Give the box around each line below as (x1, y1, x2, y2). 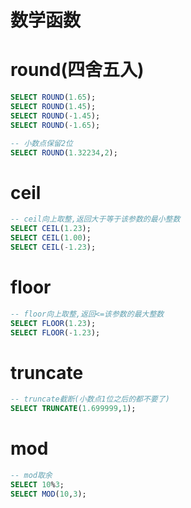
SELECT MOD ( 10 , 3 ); (10, 489, 87, 499)
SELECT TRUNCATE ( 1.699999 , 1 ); (10, 404, 137, 414)
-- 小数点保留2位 (10, 138, 73, 148)
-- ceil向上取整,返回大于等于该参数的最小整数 (10, 214, 181, 225)
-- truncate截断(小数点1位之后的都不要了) (10, 394, 170, 405)
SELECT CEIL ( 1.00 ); (10, 233, 92, 243)
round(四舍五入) (10, 59, 145, 81)
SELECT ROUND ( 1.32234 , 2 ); (10, 147, 118, 158)
